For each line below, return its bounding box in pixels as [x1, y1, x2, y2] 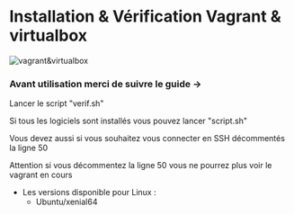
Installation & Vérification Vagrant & [9, 6, 281, 27]
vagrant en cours [9, 169, 73, 181]
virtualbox [9, 25, 88, 46]
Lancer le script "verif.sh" [9, 98, 104, 109]
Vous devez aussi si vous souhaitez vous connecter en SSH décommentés [9, 133, 286, 144]
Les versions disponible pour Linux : [22, 187, 156, 198]
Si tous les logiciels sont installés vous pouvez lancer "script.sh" [9, 115, 248, 127]
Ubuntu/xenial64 [35, 196, 98, 208]
